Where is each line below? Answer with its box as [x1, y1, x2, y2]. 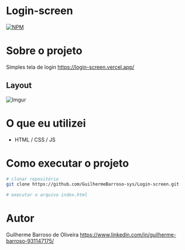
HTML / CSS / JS [14, 136, 56, 143]
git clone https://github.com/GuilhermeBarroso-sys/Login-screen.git [6, 181, 180, 187]
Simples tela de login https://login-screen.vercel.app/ [6, 63, 135, 70]
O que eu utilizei [6, 116, 86, 130]
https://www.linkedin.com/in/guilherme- [80, 231, 177, 238]
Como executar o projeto [6, 157, 129, 170]
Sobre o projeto [6, 44, 83, 58]
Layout [6, 80, 32, 90]
